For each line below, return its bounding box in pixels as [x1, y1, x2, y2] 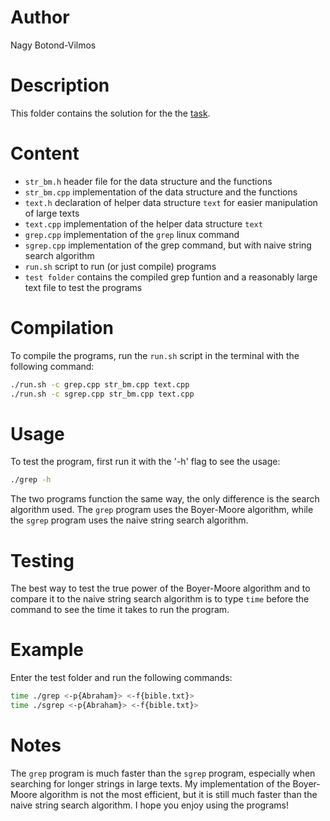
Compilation [10, 317, 114, 339]
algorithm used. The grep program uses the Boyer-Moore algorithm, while [10, 504, 314, 516]
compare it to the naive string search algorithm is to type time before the [10, 593, 310, 605]
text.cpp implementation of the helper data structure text [24, 217, 263, 230]
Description [10, 74, 110, 97]
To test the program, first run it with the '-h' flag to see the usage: [10, 456, 281, 468]
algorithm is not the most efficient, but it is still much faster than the [39, 788, 318, 800]
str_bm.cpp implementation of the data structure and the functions [24, 186, 298, 198]
